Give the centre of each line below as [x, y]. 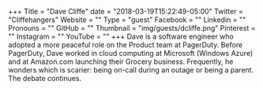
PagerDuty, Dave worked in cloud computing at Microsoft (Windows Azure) [131, 53]
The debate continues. [45, 78]
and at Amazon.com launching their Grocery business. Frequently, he [121, 61]
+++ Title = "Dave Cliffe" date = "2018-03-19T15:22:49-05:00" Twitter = [126, 11]
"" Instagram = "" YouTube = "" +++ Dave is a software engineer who [121, 36]
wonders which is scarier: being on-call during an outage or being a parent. [131, 70]
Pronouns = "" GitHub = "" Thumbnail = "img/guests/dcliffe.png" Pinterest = [132, 28]
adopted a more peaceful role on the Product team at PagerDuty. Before [126, 45]
